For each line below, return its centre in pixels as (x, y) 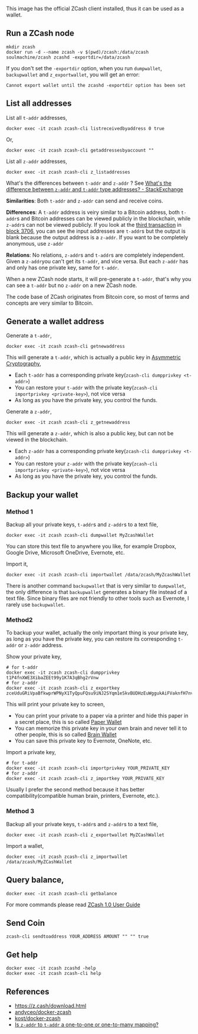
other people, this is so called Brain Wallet (65, 735)
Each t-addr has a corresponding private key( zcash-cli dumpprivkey (98, 375)
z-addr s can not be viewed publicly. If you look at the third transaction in (94, 224)
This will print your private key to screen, (55, 704)
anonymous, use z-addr (35, 243)
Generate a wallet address (55, 322)
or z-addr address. (41, 645)
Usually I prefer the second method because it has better (75, 790)
